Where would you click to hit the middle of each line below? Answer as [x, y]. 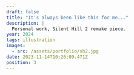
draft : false [23, 12]
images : [16, 46]
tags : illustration [31, 40]
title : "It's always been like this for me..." [68, 18]
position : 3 [21, 62]
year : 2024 [20, 34]
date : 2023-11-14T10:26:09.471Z [47, 57]
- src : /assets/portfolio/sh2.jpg [55, 51]
